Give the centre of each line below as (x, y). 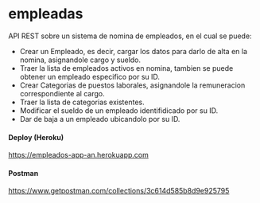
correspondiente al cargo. (62, 93)
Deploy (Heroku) (36, 137)
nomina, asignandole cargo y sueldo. (80, 60)
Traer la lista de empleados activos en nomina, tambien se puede (126, 68)
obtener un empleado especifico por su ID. (90, 76)
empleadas (46, 14)
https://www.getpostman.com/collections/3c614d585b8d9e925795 (119, 191)
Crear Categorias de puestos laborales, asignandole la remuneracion (132, 85)
